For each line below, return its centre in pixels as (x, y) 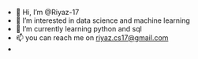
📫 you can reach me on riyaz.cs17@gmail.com (92, 38)
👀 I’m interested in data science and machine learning (103, 20)
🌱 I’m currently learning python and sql (78, 29)
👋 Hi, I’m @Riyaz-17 (47, 12)
